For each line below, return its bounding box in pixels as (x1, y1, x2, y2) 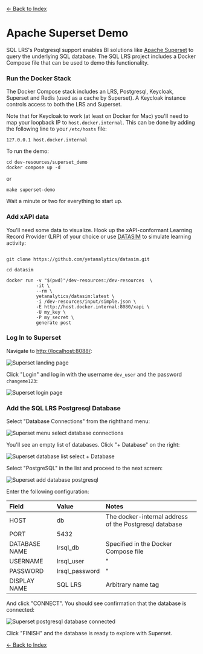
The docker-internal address (105, 513, 188, 521)
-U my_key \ (36, 309, 66, 315)
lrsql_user (56, 557, 85, 566)
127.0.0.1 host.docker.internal (6, 137, 88, 143)
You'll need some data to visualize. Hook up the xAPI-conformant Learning (6, 226, 192, 233)
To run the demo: (6, 147, 50, 155)
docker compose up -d (6, 164, 61, 171)
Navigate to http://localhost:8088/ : (6, 347, 92, 354)
